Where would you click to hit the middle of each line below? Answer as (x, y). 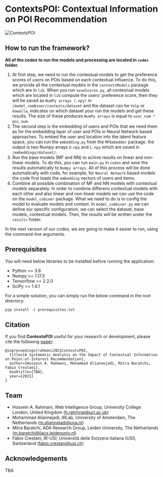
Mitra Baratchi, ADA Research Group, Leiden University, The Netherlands (85, 428)
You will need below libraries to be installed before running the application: (80, 261)
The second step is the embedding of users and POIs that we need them (85, 126)
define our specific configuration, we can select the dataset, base (78, 209)
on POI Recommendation (56, 19)
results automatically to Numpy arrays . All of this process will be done (81, 168)
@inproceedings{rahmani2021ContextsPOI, (47, 351)
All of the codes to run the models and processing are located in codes (77, 60)
